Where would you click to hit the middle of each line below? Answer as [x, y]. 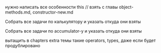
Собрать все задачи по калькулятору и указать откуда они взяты [73, 22]
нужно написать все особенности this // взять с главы [62, 7]
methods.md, [18, 12]
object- [126, 7]
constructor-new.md [53, 12]
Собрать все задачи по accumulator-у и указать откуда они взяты [73, 31]
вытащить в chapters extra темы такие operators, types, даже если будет [80, 40]
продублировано [23, 45]
